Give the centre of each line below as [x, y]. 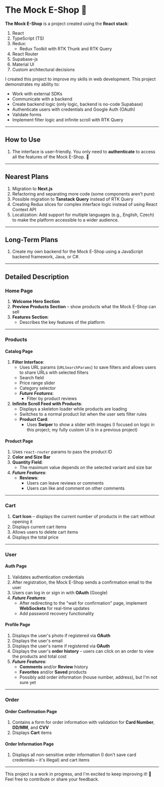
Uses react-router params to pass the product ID [62, 452]
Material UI [23, 64]
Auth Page [16, 566]
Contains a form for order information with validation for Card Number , [83, 722]
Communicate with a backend [42, 99]
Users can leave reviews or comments [65, 483]
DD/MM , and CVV [31, 728]
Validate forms [27, 114]
